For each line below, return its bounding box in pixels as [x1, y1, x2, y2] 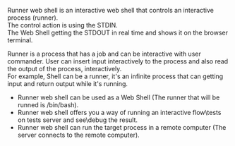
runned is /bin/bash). [17, 101, 79, 109]
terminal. [7, 36, 33, 44]
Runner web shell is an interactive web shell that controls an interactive [7, 6, 214, 14]
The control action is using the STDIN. [7, 21, 118, 29]
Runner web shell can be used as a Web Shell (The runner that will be [17, 93, 220, 102]
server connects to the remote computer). [17, 130, 140, 139]
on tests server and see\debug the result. [17, 116, 138, 124]
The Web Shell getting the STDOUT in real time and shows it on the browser [7, 28, 228, 37]
